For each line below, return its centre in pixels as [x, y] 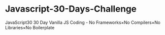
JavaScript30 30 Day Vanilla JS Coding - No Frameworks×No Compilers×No [83, 22]
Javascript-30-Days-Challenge [71, 9]
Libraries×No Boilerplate [30, 27]
